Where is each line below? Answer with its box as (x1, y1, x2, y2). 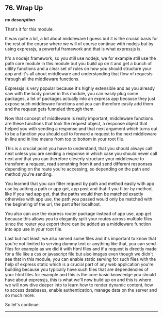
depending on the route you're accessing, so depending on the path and (5, 166, 150, 172)
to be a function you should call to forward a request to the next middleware (5, 131, 157, 136)
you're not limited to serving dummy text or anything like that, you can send (5, 240, 156, 247)
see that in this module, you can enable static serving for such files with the (5, 256, 156, 262)
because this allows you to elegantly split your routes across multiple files (5, 216, 152, 221)
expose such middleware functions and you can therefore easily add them (5, 100, 154, 106)
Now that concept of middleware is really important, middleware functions (5, 115, 153, 121)
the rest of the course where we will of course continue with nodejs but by (5, 41, 154, 47)
